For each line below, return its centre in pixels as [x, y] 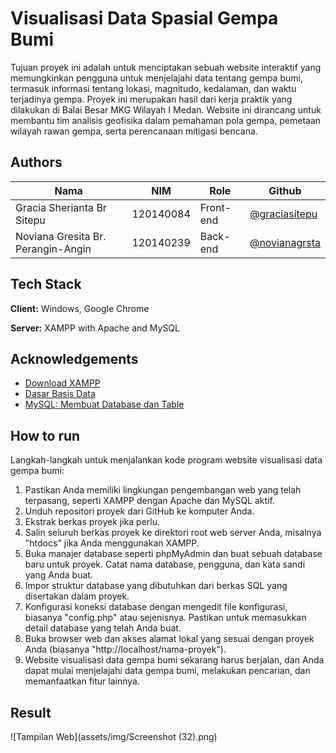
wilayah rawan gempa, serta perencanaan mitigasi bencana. [134, 131]
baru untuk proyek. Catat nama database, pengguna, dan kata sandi [165, 564]
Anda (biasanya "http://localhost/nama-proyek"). [125, 649]
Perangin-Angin [53, 249]
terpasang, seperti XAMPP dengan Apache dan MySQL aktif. [149, 501]
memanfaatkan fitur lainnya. [82, 681]
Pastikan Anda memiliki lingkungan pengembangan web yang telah [163, 490]
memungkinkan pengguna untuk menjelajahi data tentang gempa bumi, [156, 78]
